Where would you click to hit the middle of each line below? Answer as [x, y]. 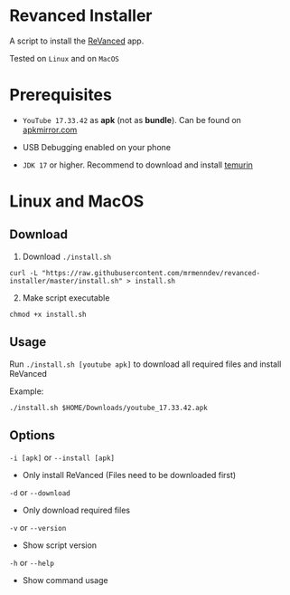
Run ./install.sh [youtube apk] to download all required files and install [145, 364]
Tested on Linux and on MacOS [64, 58]
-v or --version [38, 527]
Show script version [60, 545]
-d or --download [40, 492]
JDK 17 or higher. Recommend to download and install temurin [137, 165]
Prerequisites [61, 95]
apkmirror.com [50, 130]
